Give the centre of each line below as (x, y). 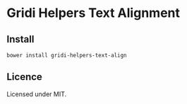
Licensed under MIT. (37, 94)
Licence (25, 77)
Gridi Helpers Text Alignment (93, 13)
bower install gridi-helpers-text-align (67, 55)
